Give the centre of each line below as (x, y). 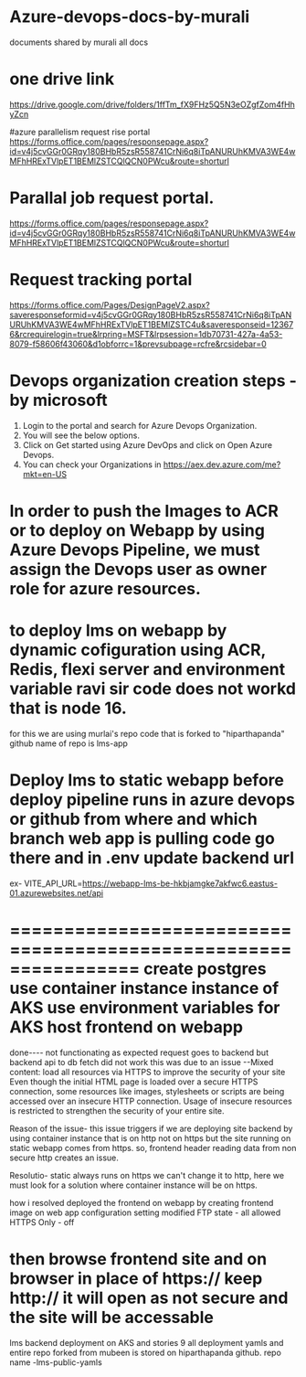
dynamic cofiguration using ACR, (138, 650)
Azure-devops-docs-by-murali (130, 17)
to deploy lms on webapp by (118, 630)
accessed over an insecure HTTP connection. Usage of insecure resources (151, 1101)
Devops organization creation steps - (153, 380)
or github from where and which (133, 819)
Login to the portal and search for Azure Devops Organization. (140, 425)
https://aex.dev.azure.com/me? (222, 464)
